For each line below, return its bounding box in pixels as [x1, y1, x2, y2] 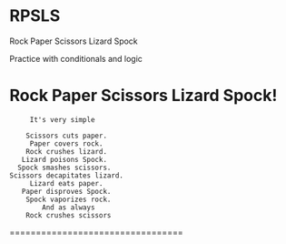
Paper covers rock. [29, 138, 104, 148]
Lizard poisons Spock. [21, 155, 107, 164]
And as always [42, 202, 95, 212]
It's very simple [29, 115, 95, 124]
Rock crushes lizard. [25, 147, 107, 156]
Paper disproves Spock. [21, 187, 112, 196]
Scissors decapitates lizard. [9, 170, 124, 180]
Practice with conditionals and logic [9, 53, 143, 64]
